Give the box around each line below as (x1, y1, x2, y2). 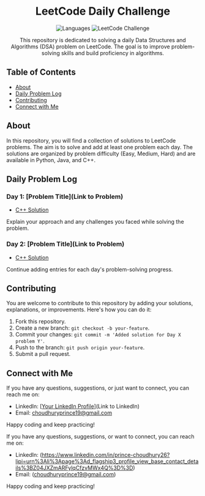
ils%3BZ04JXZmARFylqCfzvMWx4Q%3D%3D (15, 464, 133, 472)
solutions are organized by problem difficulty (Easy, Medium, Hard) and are (6, 150, 196, 157)
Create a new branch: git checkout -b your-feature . (15, 324, 150, 331)
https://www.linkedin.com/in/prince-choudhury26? (42, 451, 170, 459)
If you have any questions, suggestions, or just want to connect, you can (6, 384, 190, 392)
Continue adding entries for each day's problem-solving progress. (6, 265, 173, 273)
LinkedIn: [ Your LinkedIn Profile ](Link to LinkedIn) (15, 402, 140, 410)
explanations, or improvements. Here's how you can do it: (6, 306, 152, 313)
